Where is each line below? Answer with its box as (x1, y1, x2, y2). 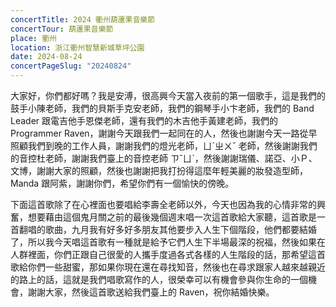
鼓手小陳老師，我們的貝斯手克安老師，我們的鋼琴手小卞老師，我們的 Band (10, 102, 315, 114)
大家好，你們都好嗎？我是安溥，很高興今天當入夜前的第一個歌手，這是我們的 (10, 90, 326, 101)
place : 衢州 (10, 33, 57, 43)
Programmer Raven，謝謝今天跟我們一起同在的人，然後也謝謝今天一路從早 (10, 127, 318, 139)
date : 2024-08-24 (10, 52, 83, 62)
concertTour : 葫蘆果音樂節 (10, 24, 114, 34)
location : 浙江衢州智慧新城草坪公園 (10, 42, 145, 53)
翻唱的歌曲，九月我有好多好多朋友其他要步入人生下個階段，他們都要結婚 (18, 224, 317, 235)
